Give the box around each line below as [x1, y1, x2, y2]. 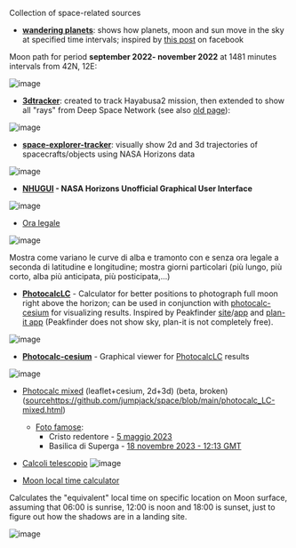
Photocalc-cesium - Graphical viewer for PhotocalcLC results [21, 351, 250, 361]
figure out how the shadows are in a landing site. [9, 512, 188, 521]
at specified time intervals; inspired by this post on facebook [21, 35, 244, 44]
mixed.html [21, 405, 64, 415]
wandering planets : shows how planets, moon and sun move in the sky [21, 25, 284, 35]
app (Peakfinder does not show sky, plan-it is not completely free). [28, 317, 274, 327]
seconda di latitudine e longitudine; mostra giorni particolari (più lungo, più [9, 262, 283, 272]
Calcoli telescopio [21, 458, 88, 468]
